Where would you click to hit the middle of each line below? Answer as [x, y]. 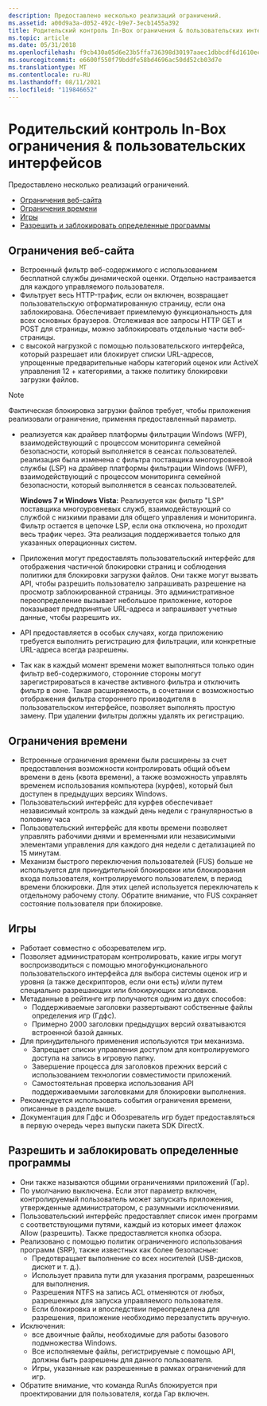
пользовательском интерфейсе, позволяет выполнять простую [128, 707]
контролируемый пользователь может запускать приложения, [126, 1199]
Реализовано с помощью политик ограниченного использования [131, 1241]
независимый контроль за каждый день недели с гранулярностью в [136, 810]
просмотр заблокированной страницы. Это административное [127, 592]
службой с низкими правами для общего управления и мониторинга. [138, 517]
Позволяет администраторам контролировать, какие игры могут [131, 956]
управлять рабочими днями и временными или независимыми [128, 835]
